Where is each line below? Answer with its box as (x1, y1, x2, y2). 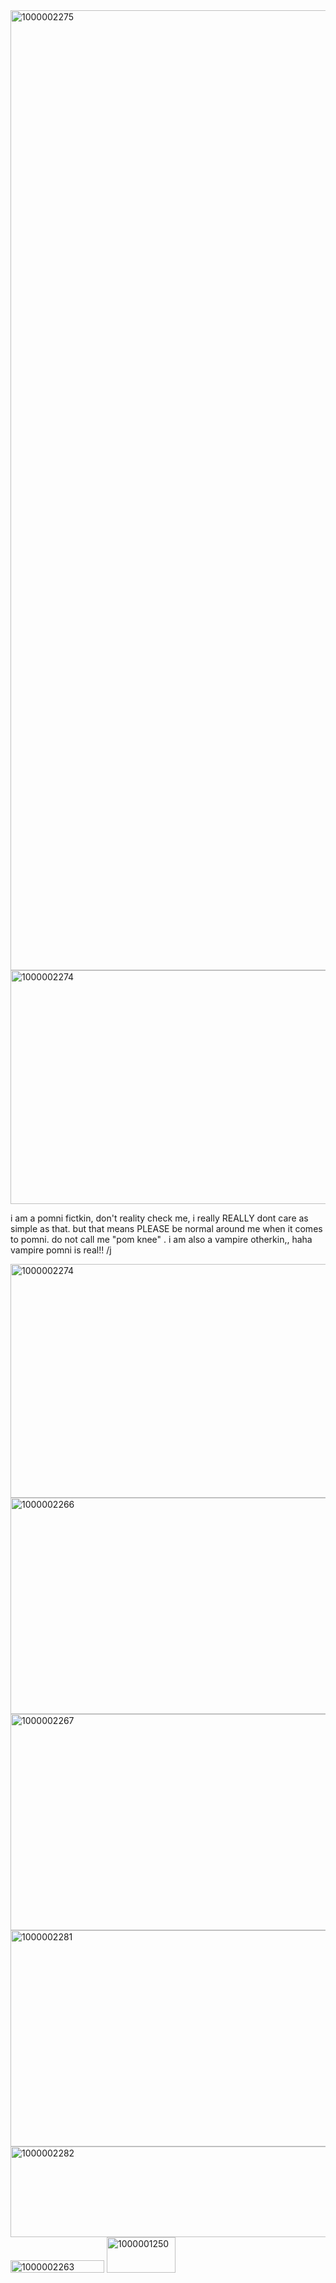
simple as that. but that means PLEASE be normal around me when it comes (10, 1223, 323, 1234)
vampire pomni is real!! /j (10, 1244, 112, 1256)
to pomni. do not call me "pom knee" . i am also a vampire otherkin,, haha (10, 1234, 313, 1245)
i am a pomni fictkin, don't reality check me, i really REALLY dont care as (10, 1212, 309, 1224)
